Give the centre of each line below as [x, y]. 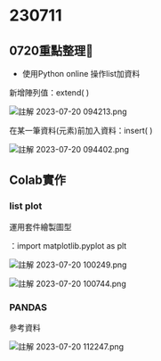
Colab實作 [38, 180]
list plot [26, 206]
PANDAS [28, 307]
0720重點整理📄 [52, 50]
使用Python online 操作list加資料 [81, 74]
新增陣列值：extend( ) [49, 93]
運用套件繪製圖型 [40, 226]
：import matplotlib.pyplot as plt [68, 245]
